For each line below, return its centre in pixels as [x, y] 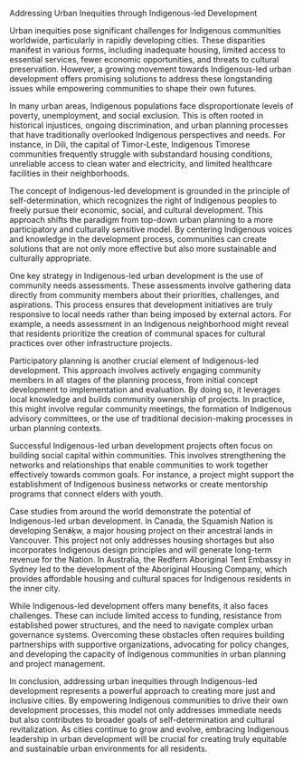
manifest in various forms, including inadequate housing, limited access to [148, 50]
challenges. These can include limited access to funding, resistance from [146, 616]
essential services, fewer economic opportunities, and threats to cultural [144, 59]
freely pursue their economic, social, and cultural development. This [137, 210]
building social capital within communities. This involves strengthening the [148, 455]
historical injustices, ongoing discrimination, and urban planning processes [149, 125]
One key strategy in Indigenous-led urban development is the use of [137, 276]
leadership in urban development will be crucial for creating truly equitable [148, 739]
